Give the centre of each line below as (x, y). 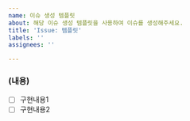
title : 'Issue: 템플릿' (45, 30)
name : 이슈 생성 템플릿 (42, 15)
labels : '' (26, 38)
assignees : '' (32, 45)
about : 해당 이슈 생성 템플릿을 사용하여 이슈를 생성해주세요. (96, 23)
